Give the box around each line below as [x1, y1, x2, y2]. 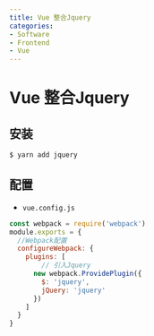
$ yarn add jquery [9, 151, 78, 159]
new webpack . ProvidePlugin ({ [32, 270, 142, 279]
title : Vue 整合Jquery [9, 13, 91, 22]
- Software [9, 30, 50, 39]
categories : [9, 22, 54, 30]
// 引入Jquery [41, 261, 91, 270]
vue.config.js [21, 203, 75, 212]
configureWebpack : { [17, 244, 94, 254]
